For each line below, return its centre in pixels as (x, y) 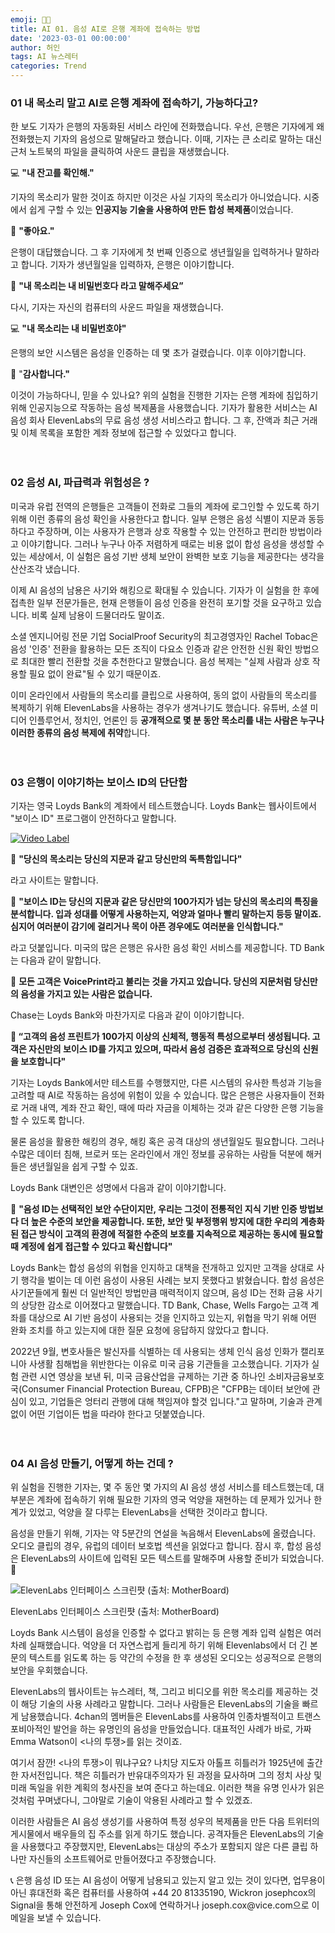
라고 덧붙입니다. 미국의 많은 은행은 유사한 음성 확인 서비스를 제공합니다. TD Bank (167, 947)
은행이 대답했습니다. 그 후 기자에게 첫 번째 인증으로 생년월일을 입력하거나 (151, 252)
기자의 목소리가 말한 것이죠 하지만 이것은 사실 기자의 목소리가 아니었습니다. (156, 197)
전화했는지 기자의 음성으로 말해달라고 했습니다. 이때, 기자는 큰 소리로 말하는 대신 (166, 139)
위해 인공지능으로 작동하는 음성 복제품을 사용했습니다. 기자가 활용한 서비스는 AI (164, 408)
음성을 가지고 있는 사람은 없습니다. (86, 993)
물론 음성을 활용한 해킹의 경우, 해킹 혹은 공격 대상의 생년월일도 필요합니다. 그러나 (167, 1141)
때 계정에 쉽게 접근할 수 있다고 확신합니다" (91, 1246)
